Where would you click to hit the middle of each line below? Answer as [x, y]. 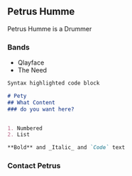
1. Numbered [25, 128]
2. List [19, 135]
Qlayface [31, 62]
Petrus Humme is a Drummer [50, 28]
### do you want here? [41, 109]
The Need [32, 70]
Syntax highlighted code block [54, 83]
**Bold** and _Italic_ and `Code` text [66, 148]
